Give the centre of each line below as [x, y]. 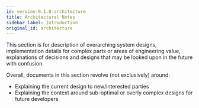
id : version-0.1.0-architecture [46, 12]
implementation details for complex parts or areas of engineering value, [93, 51]
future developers [36, 99]
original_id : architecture [39, 28]
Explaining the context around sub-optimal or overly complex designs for [104, 93]
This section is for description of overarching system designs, [81, 45]
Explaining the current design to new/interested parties [82, 87]
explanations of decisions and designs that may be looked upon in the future [99, 57]
